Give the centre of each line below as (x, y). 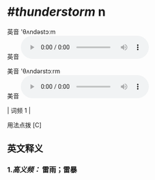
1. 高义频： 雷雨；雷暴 (42, 170)
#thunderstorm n (56, 12)
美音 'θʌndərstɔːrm (34, 71)
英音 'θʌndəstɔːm (31, 31)
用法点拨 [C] (25, 125)
